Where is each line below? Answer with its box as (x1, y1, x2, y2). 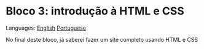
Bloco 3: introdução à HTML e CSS (6, 4, 185, 18)
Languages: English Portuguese (6, 24, 87, 31)
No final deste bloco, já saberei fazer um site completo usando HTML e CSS (6, 36, 198, 43)
